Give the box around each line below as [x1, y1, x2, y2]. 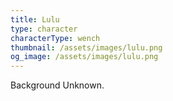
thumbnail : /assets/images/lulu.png [10, 42, 163, 53]
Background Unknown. [10, 79, 105, 91]
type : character [10, 24, 78, 34]
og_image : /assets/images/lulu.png [10, 52, 159, 62]
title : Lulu [10, 14, 60, 25]
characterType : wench [10, 33, 101, 43]
